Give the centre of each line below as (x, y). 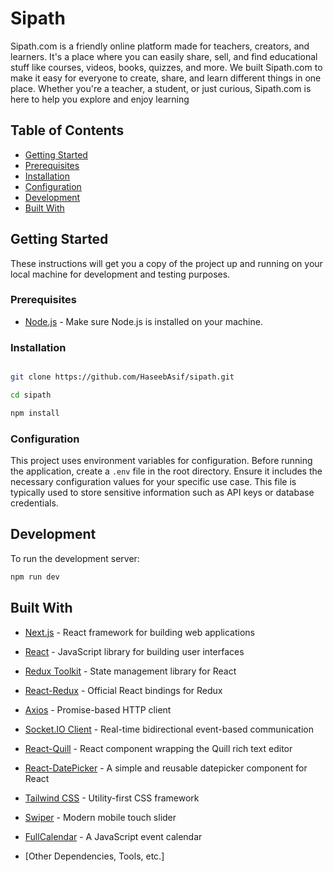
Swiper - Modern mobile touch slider (100, 817)
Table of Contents (67, 130)
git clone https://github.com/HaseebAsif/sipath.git (122, 377)
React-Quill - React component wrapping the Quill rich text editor (158, 748)
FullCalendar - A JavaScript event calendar (113, 836)
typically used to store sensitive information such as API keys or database (162, 493)
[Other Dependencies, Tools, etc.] (94, 856)
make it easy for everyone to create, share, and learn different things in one (166, 78)
